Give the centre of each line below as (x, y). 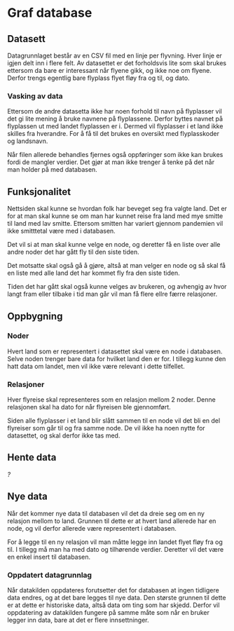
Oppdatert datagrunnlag (50, 575)
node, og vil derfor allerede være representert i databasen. (92, 528)
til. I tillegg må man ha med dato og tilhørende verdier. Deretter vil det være (116, 549)
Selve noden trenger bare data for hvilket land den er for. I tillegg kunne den (117, 358)
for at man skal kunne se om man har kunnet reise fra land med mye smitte (115, 216)
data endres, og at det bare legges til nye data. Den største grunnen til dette (117, 598)
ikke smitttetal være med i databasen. (61, 231)
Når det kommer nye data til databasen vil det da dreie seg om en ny (106, 513)
